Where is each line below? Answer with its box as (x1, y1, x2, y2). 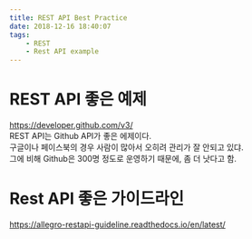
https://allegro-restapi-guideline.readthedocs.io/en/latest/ (9, 219, 227, 230)
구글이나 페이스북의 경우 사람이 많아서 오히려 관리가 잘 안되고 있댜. (9, 142, 244, 153)
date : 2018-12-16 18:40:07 (9, 22, 111, 31)
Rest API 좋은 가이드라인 (9, 188, 184, 209)
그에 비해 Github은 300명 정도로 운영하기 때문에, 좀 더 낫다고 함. (9, 154, 237, 164)
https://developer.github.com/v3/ (9, 120, 133, 131)
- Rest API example (25, 47, 100, 56)
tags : (9, 30, 30, 39)
